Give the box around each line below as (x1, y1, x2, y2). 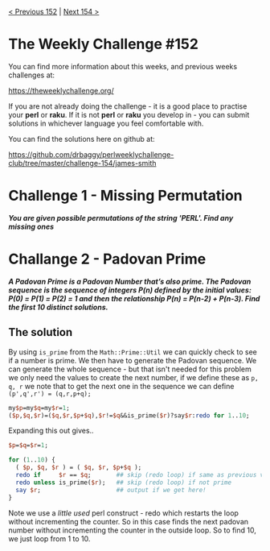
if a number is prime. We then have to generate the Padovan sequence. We (8, 355, 257, 365)
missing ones (8, 222, 55, 231)
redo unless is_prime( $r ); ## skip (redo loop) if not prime (15, 478, 231, 487)
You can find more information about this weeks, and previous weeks (8, 61, 238, 71)
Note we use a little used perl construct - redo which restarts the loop (8, 507, 239, 518)
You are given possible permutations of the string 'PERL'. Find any (8, 213, 234, 222)
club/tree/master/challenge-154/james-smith (8, 158, 157, 168)
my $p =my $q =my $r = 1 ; (8, 404, 70, 412)
